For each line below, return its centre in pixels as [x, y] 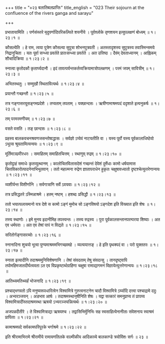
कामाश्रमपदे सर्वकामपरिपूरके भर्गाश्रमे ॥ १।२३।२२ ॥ [46, 327]
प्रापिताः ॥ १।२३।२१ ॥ [24, 317]
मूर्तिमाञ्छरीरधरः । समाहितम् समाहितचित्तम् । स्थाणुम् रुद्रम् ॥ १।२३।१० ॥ [63, 154]
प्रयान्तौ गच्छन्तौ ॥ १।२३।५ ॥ [29, 94]
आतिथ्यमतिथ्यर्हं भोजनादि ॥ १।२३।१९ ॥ [38, 281]
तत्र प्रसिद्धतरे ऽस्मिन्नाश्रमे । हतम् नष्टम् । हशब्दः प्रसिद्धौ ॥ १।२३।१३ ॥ [60, 194]
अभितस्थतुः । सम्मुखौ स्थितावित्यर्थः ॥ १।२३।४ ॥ [45, 84]
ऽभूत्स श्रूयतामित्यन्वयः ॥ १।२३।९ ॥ [34, 144]
